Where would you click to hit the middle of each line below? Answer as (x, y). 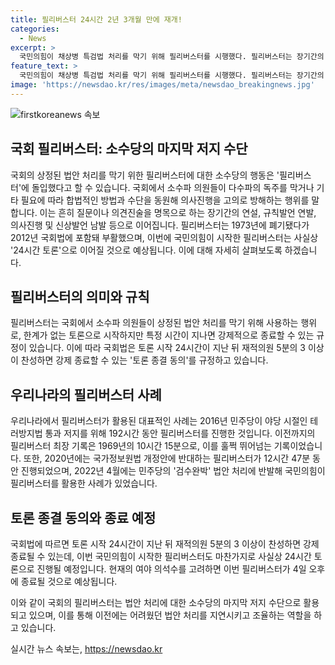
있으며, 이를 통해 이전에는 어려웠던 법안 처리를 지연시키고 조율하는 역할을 (170, 615)
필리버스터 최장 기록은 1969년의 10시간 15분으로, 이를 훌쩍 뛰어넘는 (141, 446)
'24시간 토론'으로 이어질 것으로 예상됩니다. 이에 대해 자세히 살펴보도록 (146, 250)
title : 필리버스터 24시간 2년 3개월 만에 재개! (96, 19)
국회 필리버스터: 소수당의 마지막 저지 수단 (129, 149)
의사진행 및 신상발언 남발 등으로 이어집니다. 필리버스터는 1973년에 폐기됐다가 (160, 225)
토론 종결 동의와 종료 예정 (83, 517)
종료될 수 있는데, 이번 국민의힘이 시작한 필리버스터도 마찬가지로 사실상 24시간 (161, 556)
